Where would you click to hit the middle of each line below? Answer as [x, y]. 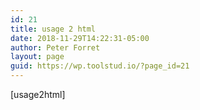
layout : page [37, 57]
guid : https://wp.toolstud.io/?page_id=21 [100, 66]
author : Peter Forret [55, 47]
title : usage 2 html [53, 29]
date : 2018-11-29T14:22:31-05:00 [80, 38]
